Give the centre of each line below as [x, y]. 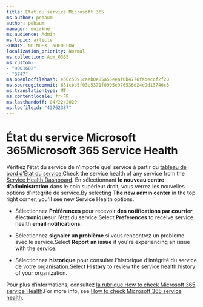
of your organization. [41, 273]
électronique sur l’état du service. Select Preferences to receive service [104, 217]
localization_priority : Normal [46, 51]
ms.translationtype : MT [36, 91]
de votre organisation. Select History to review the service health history [105, 266]
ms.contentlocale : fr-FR [38, 96]
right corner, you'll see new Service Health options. [70, 199]
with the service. [36, 248]
